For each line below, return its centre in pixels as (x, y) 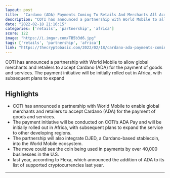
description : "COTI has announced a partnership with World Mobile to (81, 19)
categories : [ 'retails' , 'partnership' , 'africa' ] (60, 29)
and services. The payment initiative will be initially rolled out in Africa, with (83, 73)
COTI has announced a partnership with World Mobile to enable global (86, 106)
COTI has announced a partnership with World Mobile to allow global (77, 62)
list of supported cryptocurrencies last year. (58, 165)
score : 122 (17, 33)
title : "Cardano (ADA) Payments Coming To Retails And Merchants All (81, 15)
